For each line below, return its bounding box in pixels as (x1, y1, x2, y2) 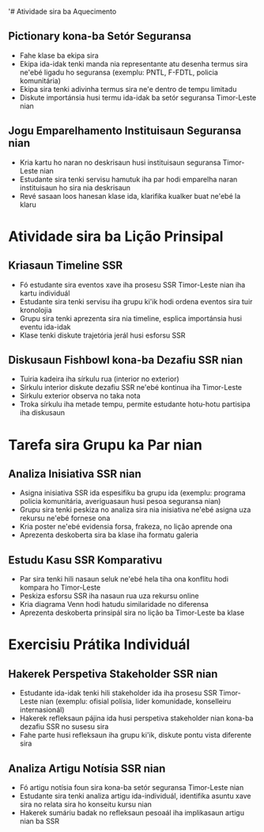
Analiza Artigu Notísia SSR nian (8, 761, 166, 775)
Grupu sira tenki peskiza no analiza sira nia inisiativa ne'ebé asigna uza (19, 505, 251, 514)
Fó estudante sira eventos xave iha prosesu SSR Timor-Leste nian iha (19, 280, 246, 289)
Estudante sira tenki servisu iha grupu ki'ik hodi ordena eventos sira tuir (19, 296, 253, 306)
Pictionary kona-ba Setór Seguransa (8, 29, 192, 43)
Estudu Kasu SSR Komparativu (8, 553, 163, 567)
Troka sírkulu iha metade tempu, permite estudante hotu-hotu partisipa (19, 399, 251, 409)
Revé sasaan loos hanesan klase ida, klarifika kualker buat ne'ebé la (19, 191, 241, 200)
